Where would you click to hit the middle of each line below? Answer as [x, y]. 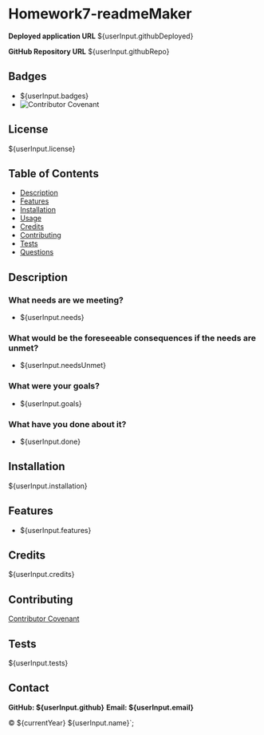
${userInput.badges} [54, 96]
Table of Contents [54, 174]
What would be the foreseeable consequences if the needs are [132, 338]
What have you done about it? [67, 424]
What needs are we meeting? [66, 300]
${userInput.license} [42, 148]
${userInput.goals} [51, 403]
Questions [37, 252]
